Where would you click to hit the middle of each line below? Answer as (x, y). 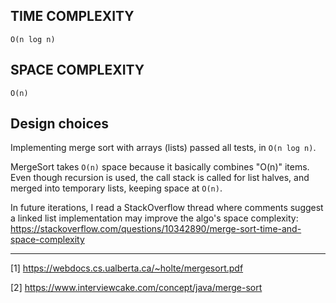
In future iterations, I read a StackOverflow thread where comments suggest (167, 208)
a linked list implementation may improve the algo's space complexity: (154, 218)
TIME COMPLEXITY (72, 16)
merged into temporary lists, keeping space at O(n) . (116, 188)
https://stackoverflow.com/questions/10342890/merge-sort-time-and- (156, 229)
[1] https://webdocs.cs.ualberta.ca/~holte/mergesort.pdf (127, 268)
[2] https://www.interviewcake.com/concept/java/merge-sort (136, 288)
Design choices (60, 124)
